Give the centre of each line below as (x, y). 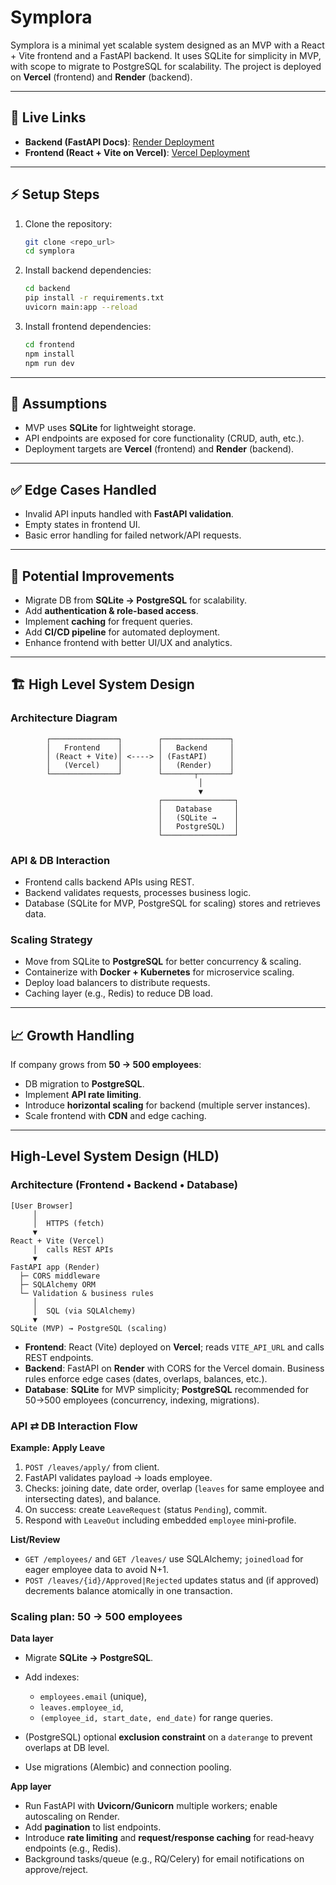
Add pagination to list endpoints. (93, 1827)
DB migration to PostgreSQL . (84, 1084)
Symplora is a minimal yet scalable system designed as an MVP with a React (167, 45)
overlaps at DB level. (67, 1748)
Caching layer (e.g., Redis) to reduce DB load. (118, 993)
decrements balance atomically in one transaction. (128, 1591)
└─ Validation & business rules (87, 1293)
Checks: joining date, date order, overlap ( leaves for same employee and (174, 1488)
